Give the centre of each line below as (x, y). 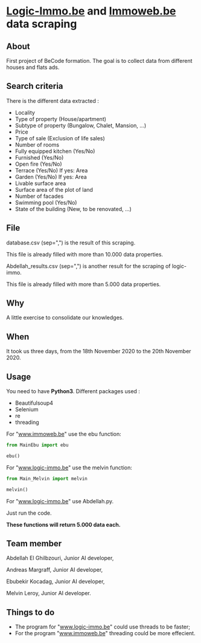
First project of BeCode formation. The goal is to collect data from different (99, 61)
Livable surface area (40, 183)
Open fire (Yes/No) (38, 164)
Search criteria (35, 86)
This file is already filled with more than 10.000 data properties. (85, 254)
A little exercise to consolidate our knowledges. (65, 318)
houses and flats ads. (33, 67)
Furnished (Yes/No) (39, 157)
